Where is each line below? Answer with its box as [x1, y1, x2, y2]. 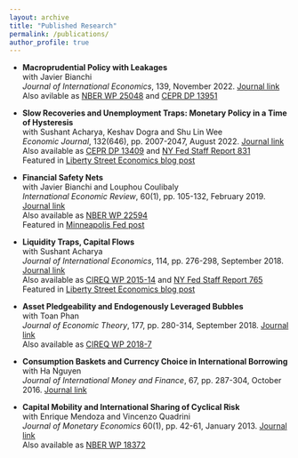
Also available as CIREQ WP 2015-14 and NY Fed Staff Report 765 [21, 275, 263, 285]
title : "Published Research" [9, 21, 117, 30]
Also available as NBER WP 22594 [21, 210, 149, 221]
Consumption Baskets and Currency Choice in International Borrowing [21, 357, 288, 367]
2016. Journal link [21, 384, 87, 396]
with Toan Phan [21, 310, 80, 321]
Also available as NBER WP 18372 [21, 439, 146, 450]
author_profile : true [9, 37, 90, 47]
